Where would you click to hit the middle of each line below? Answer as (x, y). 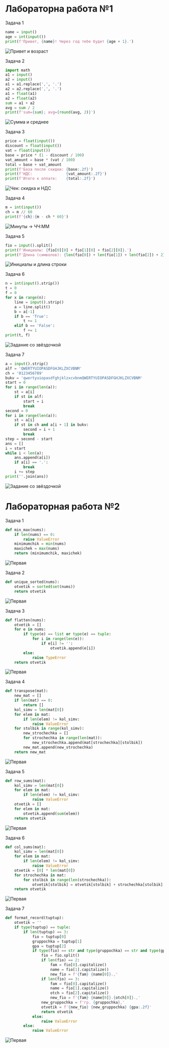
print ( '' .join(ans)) (27, 476)
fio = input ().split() (29, 245)
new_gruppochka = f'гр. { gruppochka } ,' (83, 1003)
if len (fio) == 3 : (60, 979)
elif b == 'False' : (35, 326)
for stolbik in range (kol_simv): (49, 729)
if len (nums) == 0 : (35, 534)
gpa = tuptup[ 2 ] (49, 946)
